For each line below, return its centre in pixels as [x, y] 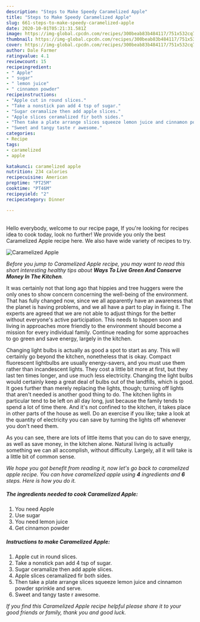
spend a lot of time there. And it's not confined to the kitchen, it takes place [99, 407]
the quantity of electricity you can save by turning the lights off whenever [96, 420]
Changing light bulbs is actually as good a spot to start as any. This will [93, 350]
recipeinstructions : [32, 95]
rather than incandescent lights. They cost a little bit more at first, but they [97, 369]
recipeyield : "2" [28, 194]
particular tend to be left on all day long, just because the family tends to [95, 401]
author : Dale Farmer [32, 51]
